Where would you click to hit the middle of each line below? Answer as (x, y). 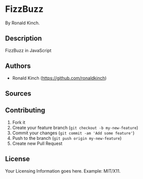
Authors (18, 66)
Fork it (19, 122)
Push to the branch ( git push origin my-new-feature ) (67, 138)
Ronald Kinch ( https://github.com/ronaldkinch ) (59, 78)
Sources (18, 93)
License (18, 159)
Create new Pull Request (37, 143)
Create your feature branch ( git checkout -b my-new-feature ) (75, 127)
